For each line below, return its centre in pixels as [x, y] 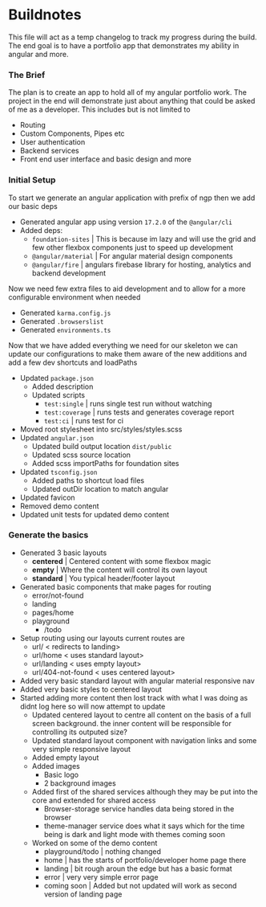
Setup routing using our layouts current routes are [103, 638]
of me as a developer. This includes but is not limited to [99, 109]
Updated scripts [58, 394]
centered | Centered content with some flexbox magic [121, 561]
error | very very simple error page [101, 876]
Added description [62, 386]
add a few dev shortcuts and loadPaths [73, 362]
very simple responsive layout [81, 749]
